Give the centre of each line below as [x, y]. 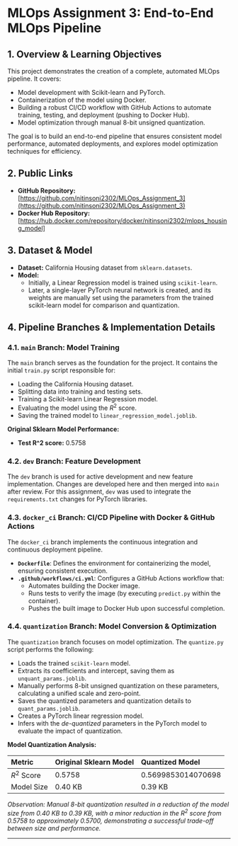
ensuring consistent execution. [63, 571]
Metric [22, 762]
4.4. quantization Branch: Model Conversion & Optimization [112, 627]
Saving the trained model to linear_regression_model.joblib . [107, 415]
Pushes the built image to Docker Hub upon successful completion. [126, 608]
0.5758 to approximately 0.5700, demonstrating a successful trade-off [110, 821]
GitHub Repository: [46, 190]
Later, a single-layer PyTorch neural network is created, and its [119, 290]
